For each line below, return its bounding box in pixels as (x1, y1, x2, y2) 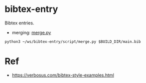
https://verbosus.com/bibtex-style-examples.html (11, 72, 114, 78)
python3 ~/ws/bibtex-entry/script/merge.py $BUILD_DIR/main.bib (4, 39, 141, 44)
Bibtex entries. (4, 20, 34, 26)
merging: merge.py (11, 29, 51, 35)
